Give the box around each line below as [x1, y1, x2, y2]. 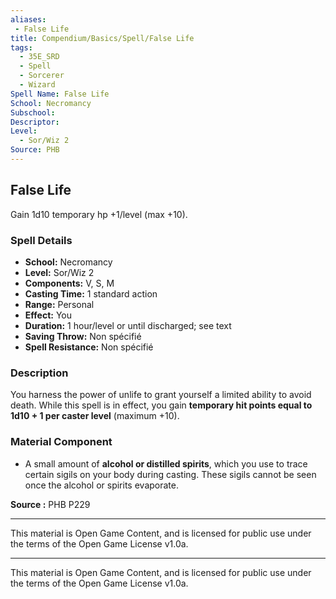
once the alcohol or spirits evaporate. [24, 479, 179, 491]
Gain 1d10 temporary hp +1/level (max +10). [10, 208, 188, 220]
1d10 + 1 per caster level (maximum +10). [10, 410, 180, 422]
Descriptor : [10, 117, 60, 127]
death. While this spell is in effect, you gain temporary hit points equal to [10, 399, 313, 411]
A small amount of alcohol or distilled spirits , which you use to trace [24, 457, 308, 470]
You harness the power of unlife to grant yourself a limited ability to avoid [10, 389, 312, 401]
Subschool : [10, 107, 56, 118]
